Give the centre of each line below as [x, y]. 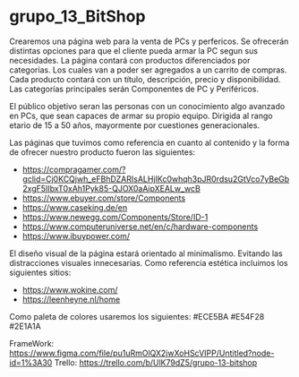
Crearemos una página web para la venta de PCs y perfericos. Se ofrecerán [149, 41]
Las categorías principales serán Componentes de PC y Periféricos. [134, 89]
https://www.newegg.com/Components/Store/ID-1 [115, 217]
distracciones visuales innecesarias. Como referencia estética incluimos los [149, 262]
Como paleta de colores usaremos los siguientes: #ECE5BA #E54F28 [137, 316]
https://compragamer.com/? [74, 169]
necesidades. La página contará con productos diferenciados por [130, 60]
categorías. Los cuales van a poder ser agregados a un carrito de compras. [148, 70]
